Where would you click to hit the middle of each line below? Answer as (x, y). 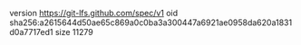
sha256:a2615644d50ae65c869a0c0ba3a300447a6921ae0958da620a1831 (151, 22)
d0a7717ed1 (31, 32)
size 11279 (74, 32)
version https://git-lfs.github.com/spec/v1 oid (94, 13)
